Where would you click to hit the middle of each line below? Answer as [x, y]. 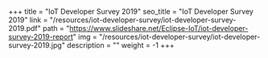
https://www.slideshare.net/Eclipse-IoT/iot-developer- [159, 28]
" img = [85, 37]
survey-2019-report [41, 37]
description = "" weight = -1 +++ [121, 45]
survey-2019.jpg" [37, 45]
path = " [56, 28]
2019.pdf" [25, 28]
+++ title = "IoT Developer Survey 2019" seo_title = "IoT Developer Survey [131, 12]
